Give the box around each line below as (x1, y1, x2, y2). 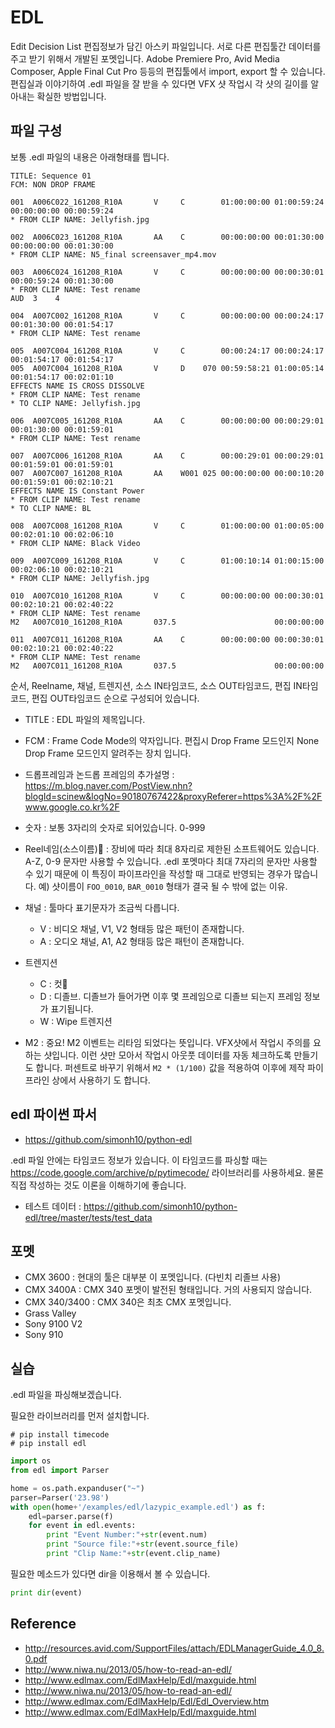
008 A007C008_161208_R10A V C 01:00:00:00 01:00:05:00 (10, 521, 325, 531)
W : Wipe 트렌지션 (39, 1015, 113, 1027)
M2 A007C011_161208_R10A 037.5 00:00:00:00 (10, 661, 325, 671)
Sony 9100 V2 (24, 1318, 83, 1330)
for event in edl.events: (28, 1521, 137, 1531)
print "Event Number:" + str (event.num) (46, 1530, 208, 1540)
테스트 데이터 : (24, 1200, 82, 1212)
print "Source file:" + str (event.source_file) (46, 1539, 240, 1550)
